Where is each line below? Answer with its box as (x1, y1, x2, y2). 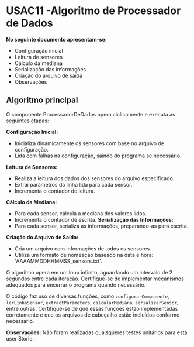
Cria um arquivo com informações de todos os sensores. (14, 245, 151, 252)
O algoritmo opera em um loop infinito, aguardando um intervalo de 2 (6, 269, 173, 276)
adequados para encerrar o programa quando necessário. (6, 281, 146, 288)
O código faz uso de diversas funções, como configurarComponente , (6, 293, 169, 300)
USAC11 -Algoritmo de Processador (6, 4, 181, 18)
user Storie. (6, 335, 34, 342)
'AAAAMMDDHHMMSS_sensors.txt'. (14, 257, 102, 264)
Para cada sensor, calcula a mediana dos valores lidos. (14, 209, 147, 217)
